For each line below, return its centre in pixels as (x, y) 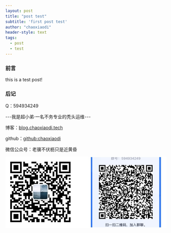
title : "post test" (26, 16)
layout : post (19, 11)
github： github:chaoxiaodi (33, 139)
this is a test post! (24, 80)
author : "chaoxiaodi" (28, 27)
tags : (11, 38)
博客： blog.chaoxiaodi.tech (34, 128)
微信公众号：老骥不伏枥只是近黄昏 (41, 150)
